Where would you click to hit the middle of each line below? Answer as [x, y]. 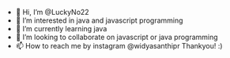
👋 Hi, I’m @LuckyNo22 [52, 12]
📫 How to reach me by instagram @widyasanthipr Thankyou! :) [119, 46]
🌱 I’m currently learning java [61, 29]
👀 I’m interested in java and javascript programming [99, 20]
